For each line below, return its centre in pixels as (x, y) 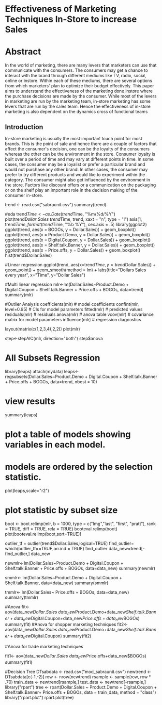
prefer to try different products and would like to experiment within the (75, 174)
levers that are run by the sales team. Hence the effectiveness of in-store (78, 107)
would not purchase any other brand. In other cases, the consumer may (76, 169)
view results (30, 402)
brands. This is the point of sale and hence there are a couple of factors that (81, 144)
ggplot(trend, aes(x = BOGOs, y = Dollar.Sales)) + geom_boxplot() (71, 230)
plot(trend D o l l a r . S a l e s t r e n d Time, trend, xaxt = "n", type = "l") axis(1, (74, 219)
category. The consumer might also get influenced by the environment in (78, 180)
